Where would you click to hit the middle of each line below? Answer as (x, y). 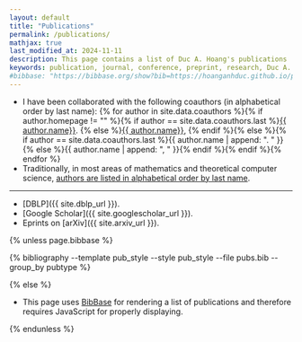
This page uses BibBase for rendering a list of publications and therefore (157, 302)
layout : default (40, 18)
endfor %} (41, 159)
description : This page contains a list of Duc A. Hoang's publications (148, 59)
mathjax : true (36, 43)
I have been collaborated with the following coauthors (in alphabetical (151, 101)
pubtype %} (69, 267)
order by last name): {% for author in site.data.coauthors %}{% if (142, 111)
